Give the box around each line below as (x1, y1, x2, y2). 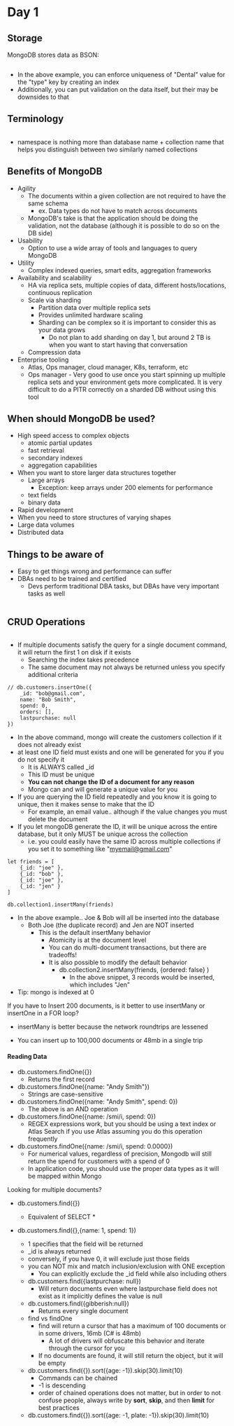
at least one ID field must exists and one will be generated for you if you (17, 748, 224, 757)
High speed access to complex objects (17, 432, 130, 440)
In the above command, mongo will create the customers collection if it (17, 733, 222, 741)
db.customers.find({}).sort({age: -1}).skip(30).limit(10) (27, 1366, 183, 1375)
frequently (27, 1134, 58, 1143)
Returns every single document (38, 1307, 129, 1315)
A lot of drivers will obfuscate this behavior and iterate (48, 1336, 205, 1345)
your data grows (38, 325, 86, 334)
